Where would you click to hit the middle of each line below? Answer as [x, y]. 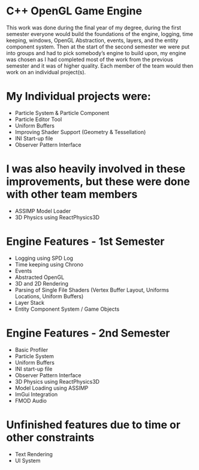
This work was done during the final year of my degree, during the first [94, 28]
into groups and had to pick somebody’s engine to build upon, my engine [96, 53]
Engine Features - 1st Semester [85, 241]
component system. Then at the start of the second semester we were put [98, 47]
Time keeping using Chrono [49, 264]
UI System [28, 460]
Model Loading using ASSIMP [52, 388]
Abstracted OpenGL [40, 277]
